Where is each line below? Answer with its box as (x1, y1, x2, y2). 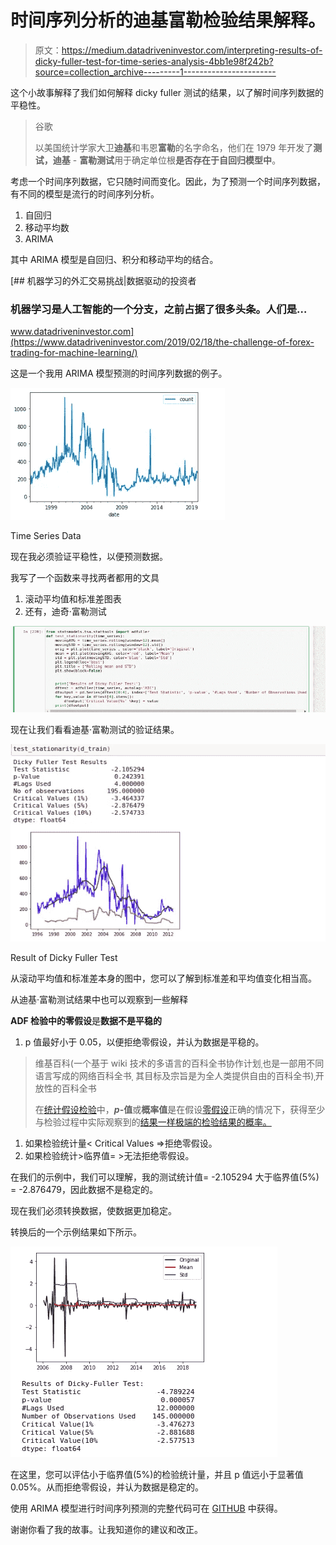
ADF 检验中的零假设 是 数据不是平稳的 (10, 1014, 163, 1026)
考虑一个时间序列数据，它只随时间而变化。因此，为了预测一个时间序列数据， (10, 175, 326, 187)
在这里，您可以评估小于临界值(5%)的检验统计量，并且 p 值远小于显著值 (10, 1468, 304, 1480)
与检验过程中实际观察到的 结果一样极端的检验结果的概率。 (34, 1116, 272, 1128)
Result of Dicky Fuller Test (10, 951, 118, 963)
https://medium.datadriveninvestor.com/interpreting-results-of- (61, 44, 323, 56)
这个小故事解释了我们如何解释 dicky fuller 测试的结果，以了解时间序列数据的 (10, 86, 324, 98)
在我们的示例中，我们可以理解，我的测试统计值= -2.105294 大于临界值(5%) (10, 1171, 320, 1183)
